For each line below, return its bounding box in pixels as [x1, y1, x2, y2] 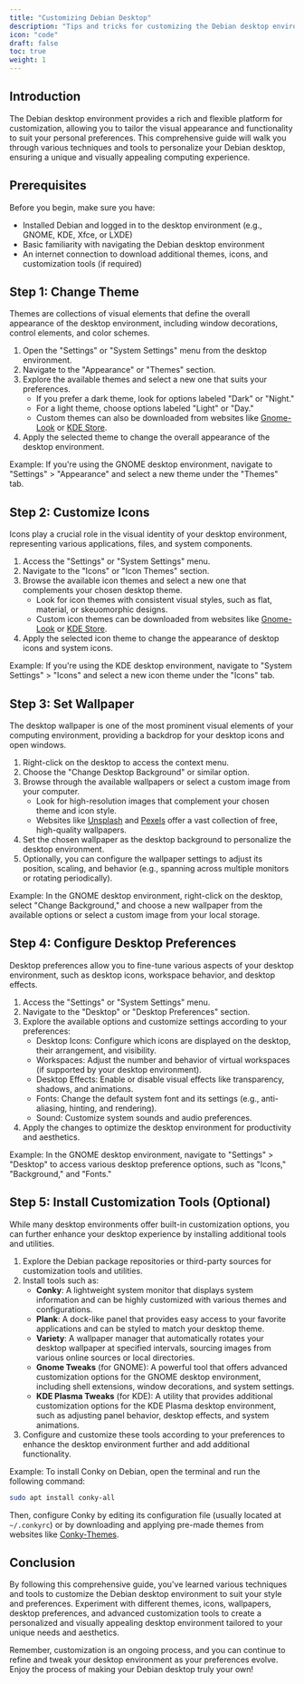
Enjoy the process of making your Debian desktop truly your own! [9, 1664, 254, 1675]
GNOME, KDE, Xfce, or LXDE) [22, 229, 133, 240]
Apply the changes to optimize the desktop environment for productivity [22, 1122, 291, 1133]
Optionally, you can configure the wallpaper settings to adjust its [22, 853, 263, 864]
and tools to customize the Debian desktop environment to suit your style [9, 1589, 282, 1600]
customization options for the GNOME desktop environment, [35, 1371, 261, 1382]
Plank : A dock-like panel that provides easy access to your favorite [35, 1313, 287, 1324]
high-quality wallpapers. [35, 824, 127, 835]
